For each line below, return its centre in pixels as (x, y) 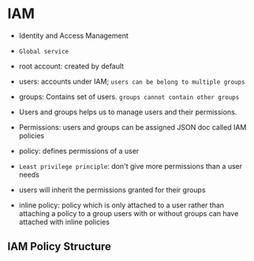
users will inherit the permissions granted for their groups (112, 189)
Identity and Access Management (74, 35)
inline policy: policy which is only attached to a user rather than (121, 205)
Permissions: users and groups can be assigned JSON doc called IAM (133, 127)
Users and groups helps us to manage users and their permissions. (128, 112)
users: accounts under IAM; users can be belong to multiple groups (132, 81)
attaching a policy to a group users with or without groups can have (129, 213)
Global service (44, 51)
